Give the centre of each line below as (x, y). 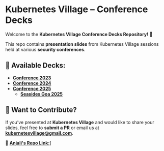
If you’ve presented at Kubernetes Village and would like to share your (80, 122)
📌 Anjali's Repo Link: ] (29, 143)
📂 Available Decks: (35, 65)
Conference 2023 (32, 78)
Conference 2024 (32, 83)
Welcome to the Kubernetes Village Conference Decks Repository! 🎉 (79, 34)
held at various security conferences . (45, 49)
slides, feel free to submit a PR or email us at (52, 128)
